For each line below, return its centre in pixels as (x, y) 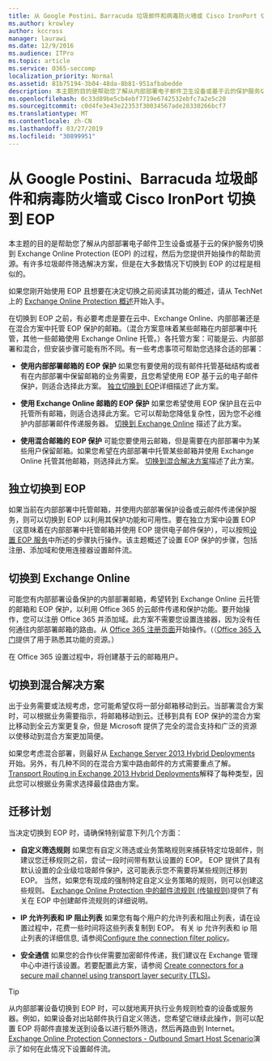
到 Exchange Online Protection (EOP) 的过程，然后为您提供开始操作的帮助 (131, 253)
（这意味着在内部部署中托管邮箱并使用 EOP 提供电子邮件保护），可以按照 (129, 530)
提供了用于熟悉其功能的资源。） (67, 639)
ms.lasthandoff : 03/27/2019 (56, 129)
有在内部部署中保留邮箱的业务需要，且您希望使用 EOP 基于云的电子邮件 (139, 376)
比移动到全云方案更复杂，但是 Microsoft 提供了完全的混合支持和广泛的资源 (133, 726)
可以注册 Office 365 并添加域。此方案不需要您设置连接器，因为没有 (141, 619)
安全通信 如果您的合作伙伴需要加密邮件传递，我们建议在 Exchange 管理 (139, 955)
